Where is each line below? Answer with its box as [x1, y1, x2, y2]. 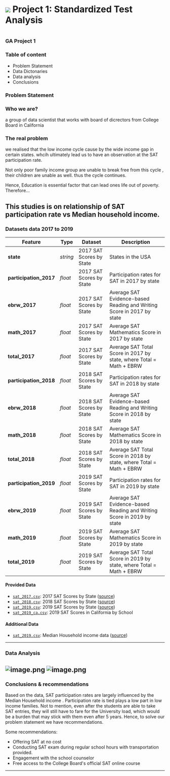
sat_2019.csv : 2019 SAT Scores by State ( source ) [12, 604, 115, 610]
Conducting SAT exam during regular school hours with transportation [12, 744, 159, 750]
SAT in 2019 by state [109, 483, 160, 490]
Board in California [5, 122, 44, 128]
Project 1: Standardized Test [12, 4, 133, 15]
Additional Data [5, 621, 39, 627]
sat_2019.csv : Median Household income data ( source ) [12, 632, 128, 639]
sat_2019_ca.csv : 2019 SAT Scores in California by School [12, 610, 133, 616]
